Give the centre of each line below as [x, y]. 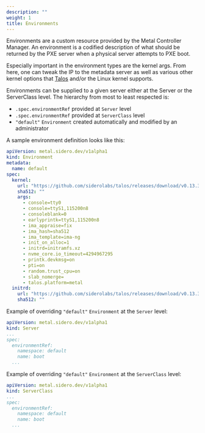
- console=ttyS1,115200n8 [55, 209]
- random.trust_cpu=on [51, 271]
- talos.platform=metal [53, 282]
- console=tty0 [42, 203]
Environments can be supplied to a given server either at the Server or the [99, 91]
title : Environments [33, 23]
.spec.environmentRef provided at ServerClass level [80, 115]
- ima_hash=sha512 [46, 231]
